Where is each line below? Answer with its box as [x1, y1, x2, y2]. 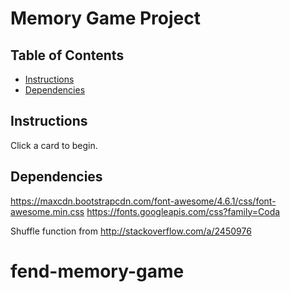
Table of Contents [10, 47, 125, 64]
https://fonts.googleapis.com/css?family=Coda [86, 205, 281, 217]
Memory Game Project [10, 7, 201, 30]
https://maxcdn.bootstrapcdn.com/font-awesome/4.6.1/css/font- [10, 195, 277, 207]
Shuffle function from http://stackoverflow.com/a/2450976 [10, 225, 252, 237]
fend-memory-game [10, 260, 185, 282]
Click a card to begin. [10, 139, 98, 151]
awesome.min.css [10, 205, 85, 217]
